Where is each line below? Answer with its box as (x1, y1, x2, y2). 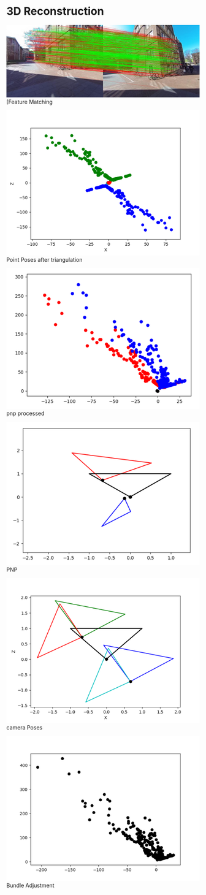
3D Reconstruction (6, 4, 104, 18)
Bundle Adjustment (6, 882, 55, 889)
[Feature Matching (6, 98, 53, 105)
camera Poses (6, 724, 43, 731)
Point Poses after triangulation (6, 256, 83, 263)
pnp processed (6, 409, 45, 417)
